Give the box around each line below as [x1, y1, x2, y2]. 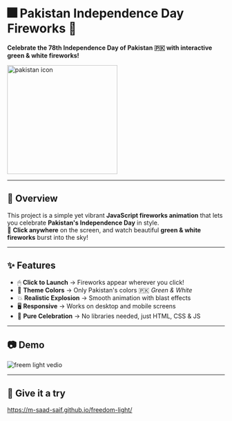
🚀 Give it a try [7, 387, 66, 399]
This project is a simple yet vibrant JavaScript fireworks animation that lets [7, 211, 223, 219]
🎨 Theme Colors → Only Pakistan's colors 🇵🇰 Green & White [17, 286, 193, 294]
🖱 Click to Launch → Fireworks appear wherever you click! [17, 278, 184, 286]
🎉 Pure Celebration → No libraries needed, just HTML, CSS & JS [17, 312, 201, 320]
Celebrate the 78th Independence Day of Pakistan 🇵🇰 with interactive [7, 44, 213, 52]
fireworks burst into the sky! [7, 233, 88, 241]
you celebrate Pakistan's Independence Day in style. [7, 218, 159, 227]
